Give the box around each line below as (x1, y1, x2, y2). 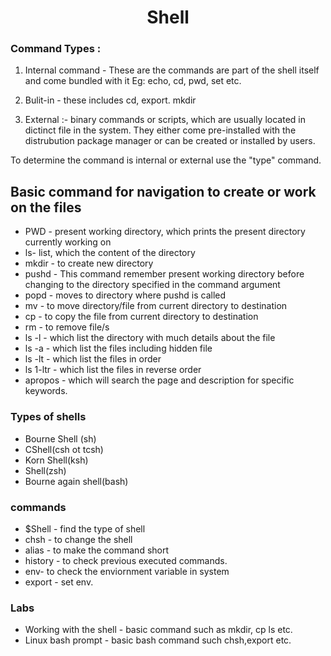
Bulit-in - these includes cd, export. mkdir (24, 94, 197, 106)
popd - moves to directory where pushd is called (24, 289, 227, 301)
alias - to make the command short (24, 544, 170, 556)
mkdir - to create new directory (24, 257, 154, 270)
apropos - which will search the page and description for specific (24, 374, 295, 386)
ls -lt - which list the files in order (24, 353, 162, 365)
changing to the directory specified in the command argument (24, 279, 281, 291)
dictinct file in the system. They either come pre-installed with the (24, 124, 297, 136)
